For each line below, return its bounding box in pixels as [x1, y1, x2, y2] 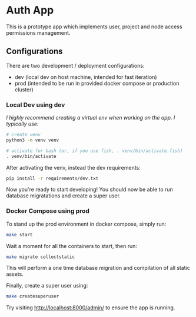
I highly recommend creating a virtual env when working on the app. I [6, 114, 175, 121]
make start [6, 232, 33, 237]
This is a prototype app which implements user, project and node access [6, 23, 182, 30]
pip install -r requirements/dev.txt [6, 175, 99, 181]
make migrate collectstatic [6, 254, 75, 260]
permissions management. [6, 29, 71, 36]
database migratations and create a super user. [6, 192, 121, 199]
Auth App [6, 4, 54, 17]
